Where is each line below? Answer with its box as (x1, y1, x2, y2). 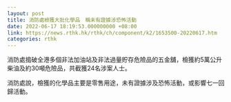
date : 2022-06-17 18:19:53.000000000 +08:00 (7, 23, 137, 30)
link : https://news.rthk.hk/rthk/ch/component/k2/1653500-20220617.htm (7, 29, 217, 37)
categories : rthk (7, 36, 57, 43)
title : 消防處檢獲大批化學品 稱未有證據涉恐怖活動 (7, 17, 137, 23)
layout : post (7, 10, 45, 17)
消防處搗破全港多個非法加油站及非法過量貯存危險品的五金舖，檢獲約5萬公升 (7, 56, 223, 64)
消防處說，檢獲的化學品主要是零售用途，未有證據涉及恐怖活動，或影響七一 (7, 79, 219, 87)
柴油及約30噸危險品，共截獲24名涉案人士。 (7, 64, 131, 72)
